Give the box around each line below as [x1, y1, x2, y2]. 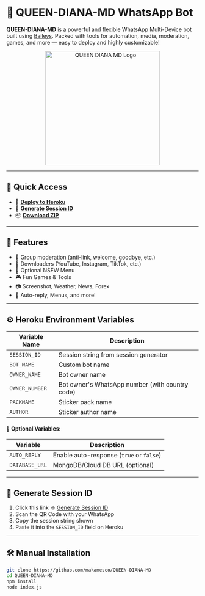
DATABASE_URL [9, 461, 48, 468]
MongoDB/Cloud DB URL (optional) [52, 460, 154, 469]
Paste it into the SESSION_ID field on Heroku [15, 523, 124, 531]
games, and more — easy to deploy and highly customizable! [6, 38, 160, 46]
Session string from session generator [58, 351, 168, 359]
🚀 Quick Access [6, 182, 68, 192]
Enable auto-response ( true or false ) [52, 451, 162, 459]
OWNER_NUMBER [9, 385, 48, 392]
